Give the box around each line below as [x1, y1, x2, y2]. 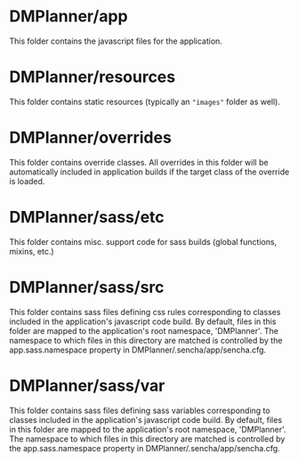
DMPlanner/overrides [9, 127, 172, 148]
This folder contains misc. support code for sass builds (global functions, [9, 236, 278, 247]
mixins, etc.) [9, 246, 55, 256]
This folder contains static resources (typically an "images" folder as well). [9, 96, 281, 107]
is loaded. [9, 175, 45, 186]
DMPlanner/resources [9, 67, 176, 87]
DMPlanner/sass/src [9, 277, 165, 297]
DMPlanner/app [9, 6, 128, 27]
